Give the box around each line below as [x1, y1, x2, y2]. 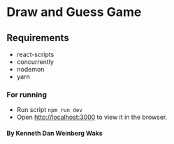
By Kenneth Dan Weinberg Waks [6, 129, 103, 137]
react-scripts [16, 50, 55, 58]
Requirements [6, 32, 69, 44]
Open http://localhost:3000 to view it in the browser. [16, 113, 168, 122]
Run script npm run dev [16, 106, 83, 114]
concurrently [16, 58, 54, 66]
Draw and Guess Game [6, 4, 142, 20]
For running [6, 90, 47, 99]
